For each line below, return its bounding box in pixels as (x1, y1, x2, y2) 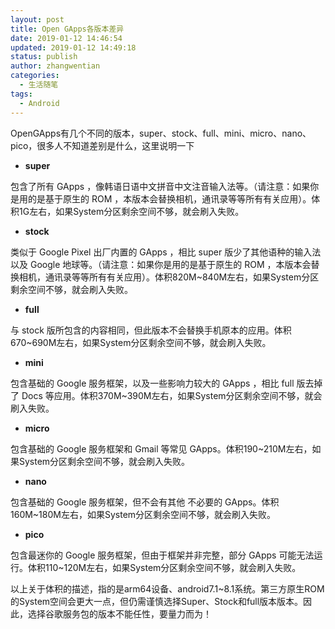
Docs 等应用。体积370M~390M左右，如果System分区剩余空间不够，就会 (21, 389, 323, 401)
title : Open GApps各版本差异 (10, 24, 125, 34)
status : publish (10, 52, 78, 62)
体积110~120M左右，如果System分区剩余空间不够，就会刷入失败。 (27, 561, 302, 573)
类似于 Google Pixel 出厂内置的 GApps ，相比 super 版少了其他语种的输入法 (10, 246, 322, 258)
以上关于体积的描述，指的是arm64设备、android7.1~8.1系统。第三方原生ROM (10, 582, 325, 595)
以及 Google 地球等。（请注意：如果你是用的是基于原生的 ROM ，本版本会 (10, 258, 312, 270)
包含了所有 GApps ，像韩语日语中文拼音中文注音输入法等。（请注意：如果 (10, 180, 311, 192)
